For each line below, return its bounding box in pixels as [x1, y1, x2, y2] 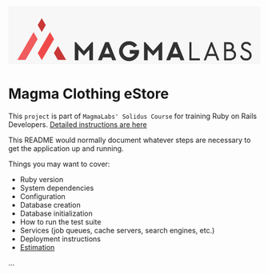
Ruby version [19, 174, 64, 184]
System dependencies [19, 183, 94, 193]
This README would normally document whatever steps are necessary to [8, 135, 251, 145]
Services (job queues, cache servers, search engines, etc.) [19, 225, 215, 235]
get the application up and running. [8, 143, 124, 153]
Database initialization [19, 208, 94, 218]
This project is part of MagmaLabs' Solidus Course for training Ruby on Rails [8, 111, 258, 121]
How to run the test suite [19, 216, 102, 226]
